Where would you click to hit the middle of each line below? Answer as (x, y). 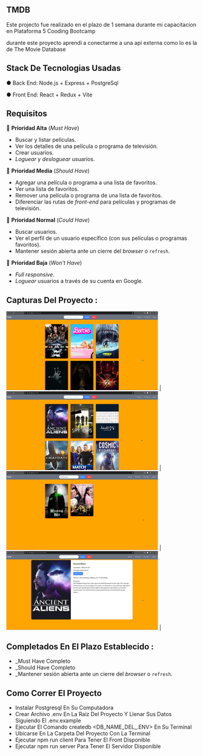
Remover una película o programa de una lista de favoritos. (88, 196)
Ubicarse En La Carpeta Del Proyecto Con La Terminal (82, 734)
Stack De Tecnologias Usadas (64, 68)
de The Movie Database (36, 49)
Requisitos (27, 114)
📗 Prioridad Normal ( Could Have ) (48, 220)
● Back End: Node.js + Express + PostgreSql (62, 83)
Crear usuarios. (34, 153)
